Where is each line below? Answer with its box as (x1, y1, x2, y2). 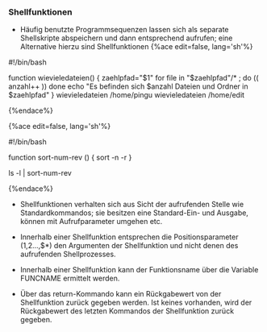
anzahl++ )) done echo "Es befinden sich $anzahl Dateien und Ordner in (8, 81, 248, 91)
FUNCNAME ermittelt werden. (19, 273, 120, 284)
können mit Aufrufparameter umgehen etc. (19, 217, 163, 226)
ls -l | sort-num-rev (8, 168, 73, 178)
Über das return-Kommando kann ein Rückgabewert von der (19, 289, 222, 299)
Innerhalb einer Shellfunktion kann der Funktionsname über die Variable (19, 265, 259, 275)
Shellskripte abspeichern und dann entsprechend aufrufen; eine (19, 33, 233, 43)
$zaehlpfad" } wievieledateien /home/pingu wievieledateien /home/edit (8, 90, 244, 100)
